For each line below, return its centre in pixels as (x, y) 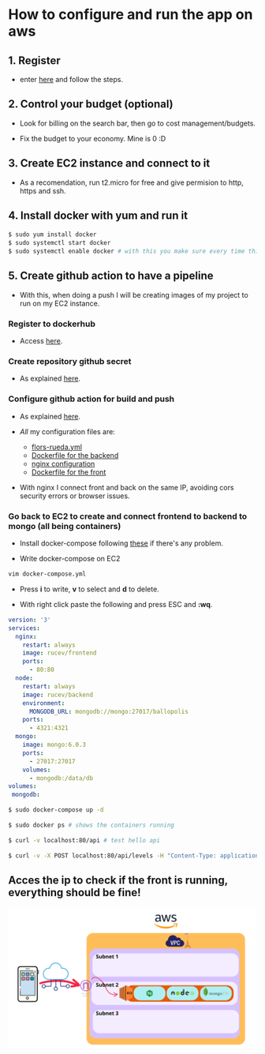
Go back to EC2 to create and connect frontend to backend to (128, 516)
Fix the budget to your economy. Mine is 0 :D (93, 138)
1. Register (34, 60)
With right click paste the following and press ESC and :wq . (116, 604)
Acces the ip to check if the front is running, (118, 881)
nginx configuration (63, 463)
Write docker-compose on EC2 (70, 559)
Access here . (41, 341)
